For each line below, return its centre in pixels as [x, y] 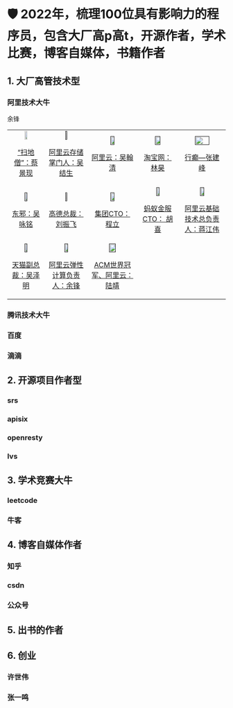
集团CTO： [112, 213]
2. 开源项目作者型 [44, 381]
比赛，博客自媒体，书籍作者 [86, 53]
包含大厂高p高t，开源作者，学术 [135, 36]
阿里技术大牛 [29, 103]
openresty [25, 437]
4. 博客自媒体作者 [44, 545]
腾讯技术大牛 [29, 315]
